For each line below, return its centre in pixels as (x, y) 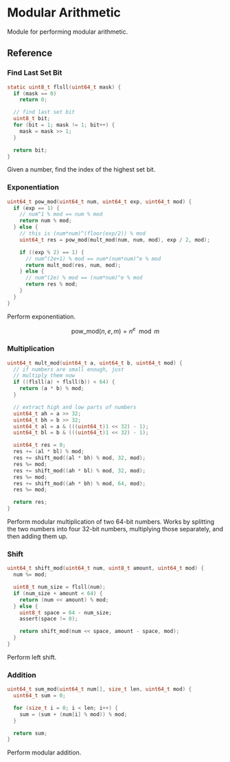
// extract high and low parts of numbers (75, 407)
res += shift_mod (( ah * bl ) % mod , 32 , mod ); (80, 471)
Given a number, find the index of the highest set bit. (81, 170)
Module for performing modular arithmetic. (68, 32)
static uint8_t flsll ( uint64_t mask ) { (64, 87)
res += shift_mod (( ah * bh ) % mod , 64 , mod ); (80, 483)
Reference (30, 53)
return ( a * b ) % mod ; (52, 389)
